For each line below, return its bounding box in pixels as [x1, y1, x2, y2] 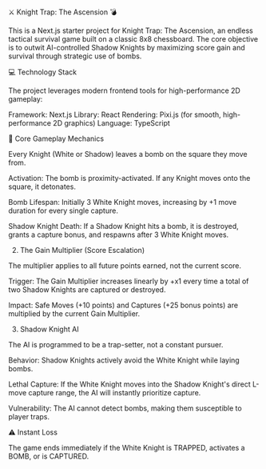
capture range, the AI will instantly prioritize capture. [28, 388, 201, 397]
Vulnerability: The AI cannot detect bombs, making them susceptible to [8, 403, 242, 413]
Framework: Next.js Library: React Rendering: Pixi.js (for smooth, [8, 110, 221, 119]
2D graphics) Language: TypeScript [53, 118, 170, 127]
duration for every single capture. [8, 206, 118, 215]
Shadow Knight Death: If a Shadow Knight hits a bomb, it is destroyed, [8, 222, 239, 230]
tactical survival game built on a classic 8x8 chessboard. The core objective [8, 34, 258, 43]
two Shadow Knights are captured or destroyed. [8, 285, 166, 295]
